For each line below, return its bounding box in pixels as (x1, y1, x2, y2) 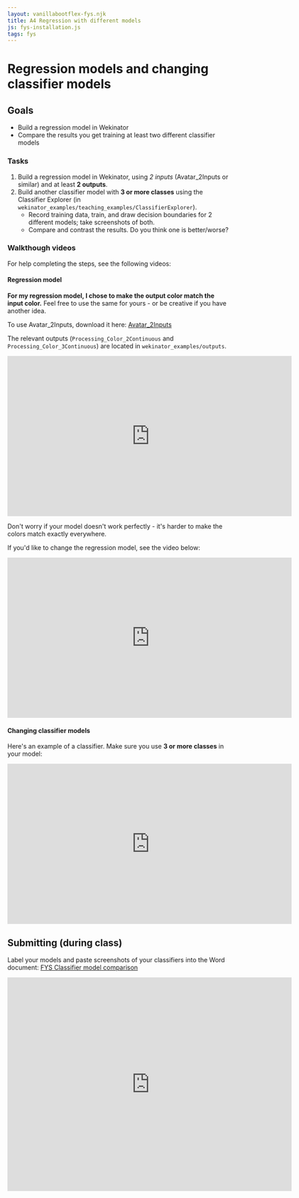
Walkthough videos (7, 243, 76, 253)
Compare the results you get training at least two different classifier (17, 131, 215, 140)
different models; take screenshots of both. (28, 218, 155, 226)
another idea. (7, 307, 46, 316)
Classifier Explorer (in (17, 195, 81, 204)
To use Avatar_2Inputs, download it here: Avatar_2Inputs (7, 321, 172, 329)
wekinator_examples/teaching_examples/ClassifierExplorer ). (17, 202, 197, 211)
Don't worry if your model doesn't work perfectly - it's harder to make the (7, 522, 223, 531)
